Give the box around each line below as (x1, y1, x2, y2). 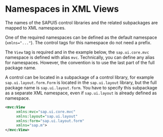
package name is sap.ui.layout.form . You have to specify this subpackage (5, 84, 158, 90)
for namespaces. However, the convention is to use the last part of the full (5, 59, 155, 65)
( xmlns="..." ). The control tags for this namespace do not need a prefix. (5, 39, 152, 45)
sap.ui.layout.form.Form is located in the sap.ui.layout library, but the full (5, 80, 157, 85)
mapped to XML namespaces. (5, 25, 66, 30)
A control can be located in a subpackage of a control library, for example (5, 74, 154, 80)
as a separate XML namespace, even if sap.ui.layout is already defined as (5, 90, 157, 96)
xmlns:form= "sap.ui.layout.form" (16, 118, 84, 123)
